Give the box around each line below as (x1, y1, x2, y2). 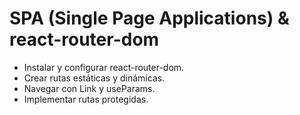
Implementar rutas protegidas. (23, 93, 149, 105)
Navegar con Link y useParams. (23, 82, 156, 94)
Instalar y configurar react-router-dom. (23, 61, 185, 73)
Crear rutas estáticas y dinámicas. (23, 72, 166, 84)
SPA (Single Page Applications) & (9, 7, 290, 30)
